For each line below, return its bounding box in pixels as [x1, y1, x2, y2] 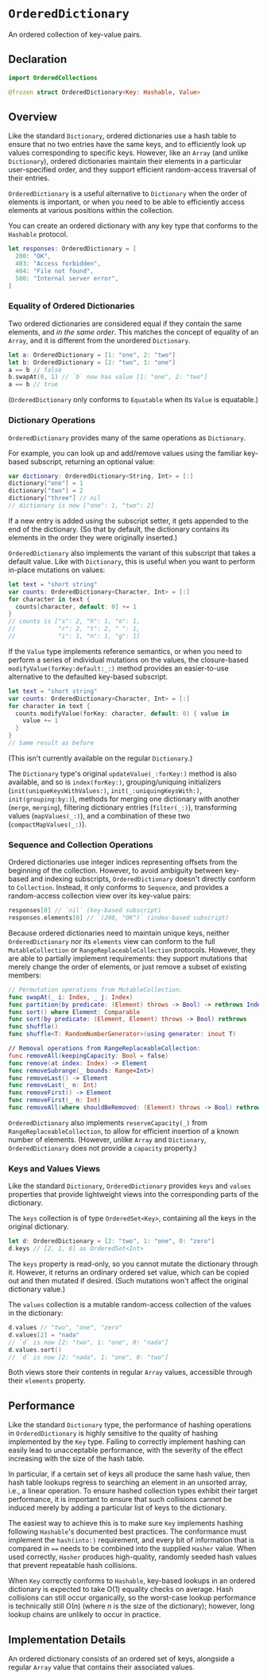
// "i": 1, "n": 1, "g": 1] [8, 633, 141, 641]
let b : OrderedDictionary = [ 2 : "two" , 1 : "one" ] [8, 358, 176, 366]
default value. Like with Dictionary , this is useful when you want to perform [8, 556, 256, 566]
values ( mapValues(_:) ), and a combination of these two [8, 811, 191, 820]
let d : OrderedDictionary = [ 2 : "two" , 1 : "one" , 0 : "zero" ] [8, 1237, 215, 1245]
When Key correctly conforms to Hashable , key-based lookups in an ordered [8, 1576, 256, 1585]
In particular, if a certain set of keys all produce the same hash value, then [8, 1469, 250, 1479]
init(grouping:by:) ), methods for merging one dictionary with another [8, 794, 240, 803]
